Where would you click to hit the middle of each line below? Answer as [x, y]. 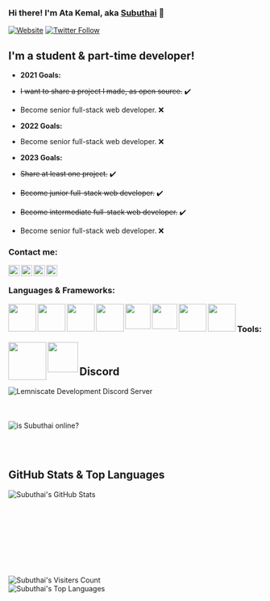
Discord [100, 372]
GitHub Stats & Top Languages [87, 475]
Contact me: [33, 252]
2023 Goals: [41, 158]
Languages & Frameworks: [62, 291]
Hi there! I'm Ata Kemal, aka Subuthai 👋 [87, 13]
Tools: [249, 329]
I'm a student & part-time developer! [102, 56]
